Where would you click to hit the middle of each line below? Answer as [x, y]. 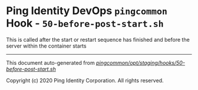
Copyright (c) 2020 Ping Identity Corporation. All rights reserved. [85, 80]
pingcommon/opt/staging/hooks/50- [141, 62]
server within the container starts [46, 46]
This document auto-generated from [51, 62]
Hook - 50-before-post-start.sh [85, 23]
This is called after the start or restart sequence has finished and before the [98, 39]
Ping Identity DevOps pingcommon [87, 11]
